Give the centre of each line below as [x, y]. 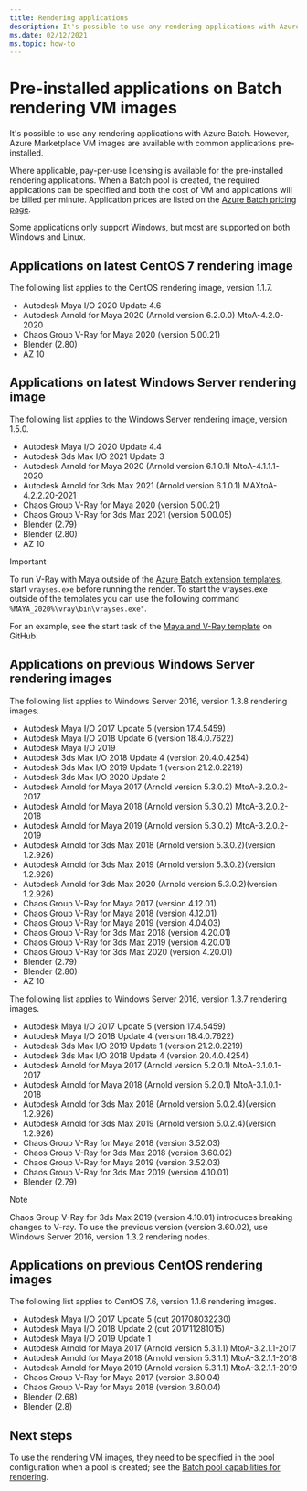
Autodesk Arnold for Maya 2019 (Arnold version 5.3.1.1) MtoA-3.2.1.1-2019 [160, 1368]
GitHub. [24, 636]
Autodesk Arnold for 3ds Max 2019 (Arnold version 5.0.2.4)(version [149, 1123]
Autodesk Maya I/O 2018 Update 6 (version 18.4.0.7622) [128, 738]
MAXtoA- [260, 485]
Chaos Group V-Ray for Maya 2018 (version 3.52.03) [122, 1142]
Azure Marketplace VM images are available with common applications [143, 144]
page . [21, 209]
